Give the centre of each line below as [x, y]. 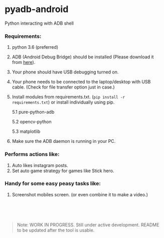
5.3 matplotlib [26, 131]
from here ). [24, 62]
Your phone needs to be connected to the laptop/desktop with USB [81, 82]
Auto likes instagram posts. [40, 165]
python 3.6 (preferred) [35, 47]
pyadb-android [37, 9]
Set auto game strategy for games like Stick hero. [63, 171]
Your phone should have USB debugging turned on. [65, 72]
